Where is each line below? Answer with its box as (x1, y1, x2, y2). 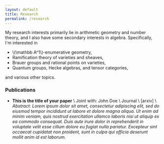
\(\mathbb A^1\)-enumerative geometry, (12, 49, 92, 55)
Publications (5, 86, 36, 93)
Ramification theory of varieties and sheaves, (12, 55, 104, 61)
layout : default (5, 7, 38, 12)
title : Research (5, 12, 38, 17)
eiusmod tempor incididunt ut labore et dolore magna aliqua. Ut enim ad (12, 108, 159, 114)
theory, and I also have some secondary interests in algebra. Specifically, (5, 35, 153, 41)
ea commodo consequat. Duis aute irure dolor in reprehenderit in (12, 118, 143, 124)
